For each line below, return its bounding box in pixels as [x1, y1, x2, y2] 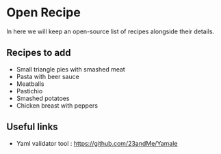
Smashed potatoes [16, 94, 70, 102]
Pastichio [16, 87, 43, 95]
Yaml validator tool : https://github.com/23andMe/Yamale [16, 139, 178, 147]
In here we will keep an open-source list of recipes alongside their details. [6, 27, 215, 35]
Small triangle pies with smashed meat [16, 65, 126, 73]
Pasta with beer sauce [16, 72, 79, 80]
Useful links [6, 121, 59, 133]
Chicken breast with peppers [16, 101, 99, 110]
